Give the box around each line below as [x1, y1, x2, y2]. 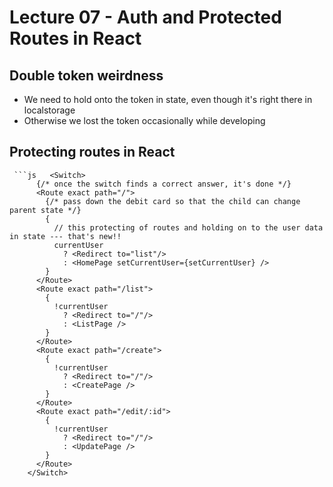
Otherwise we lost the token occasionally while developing [23, 115, 266, 126]
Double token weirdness [9, 67, 164, 84]
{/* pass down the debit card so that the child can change [45, 196, 301, 206]
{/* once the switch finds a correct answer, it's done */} [35, 179, 292, 189]
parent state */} [9, 205, 82, 215]
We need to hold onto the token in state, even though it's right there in [23, 94, 313, 105]
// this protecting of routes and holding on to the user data [53, 222, 324, 233]
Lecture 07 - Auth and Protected [9, 6, 282, 29]
